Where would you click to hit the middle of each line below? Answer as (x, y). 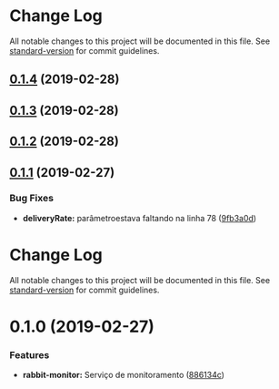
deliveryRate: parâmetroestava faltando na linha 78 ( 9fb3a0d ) (139, 218)
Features (30, 354)
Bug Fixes (32, 199)
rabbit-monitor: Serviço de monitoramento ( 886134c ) (124, 375)
